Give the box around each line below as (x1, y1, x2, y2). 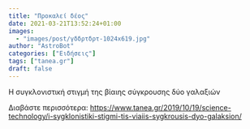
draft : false (8, 65, 53, 73)
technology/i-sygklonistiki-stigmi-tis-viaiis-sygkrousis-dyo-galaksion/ (8, 111, 242, 121)
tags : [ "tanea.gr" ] (8, 58, 75, 66)
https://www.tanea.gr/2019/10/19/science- (89, 102, 231, 112)
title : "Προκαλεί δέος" (8, 11, 89, 20)
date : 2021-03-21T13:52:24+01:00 (8, 19, 122, 28)
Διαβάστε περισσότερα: (8, 102, 88, 112)
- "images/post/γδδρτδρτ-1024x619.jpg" (15, 34, 151, 43)
